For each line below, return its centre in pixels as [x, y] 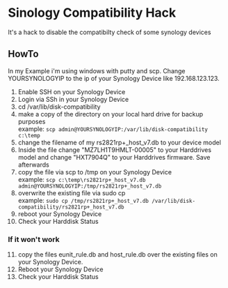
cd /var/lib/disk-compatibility [59, 107]
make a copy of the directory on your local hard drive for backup [111, 114]
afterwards [33, 165]
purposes [32, 121]
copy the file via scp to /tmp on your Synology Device [95, 172]
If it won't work [34, 239]
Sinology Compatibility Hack [92, 13]
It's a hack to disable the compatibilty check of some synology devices [109, 32]
